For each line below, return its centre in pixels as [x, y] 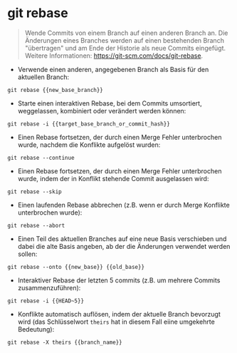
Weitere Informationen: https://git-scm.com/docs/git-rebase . [114, 56]
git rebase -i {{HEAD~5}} [46, 301]
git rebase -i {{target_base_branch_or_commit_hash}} [89, 124]
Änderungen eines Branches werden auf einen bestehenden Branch [124, 40]
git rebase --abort [36, 225]
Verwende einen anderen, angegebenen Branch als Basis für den [113, 69]
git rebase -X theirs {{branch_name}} [65, 342]
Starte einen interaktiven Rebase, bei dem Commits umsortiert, [110, 103]
